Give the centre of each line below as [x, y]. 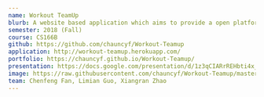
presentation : [31, 66]
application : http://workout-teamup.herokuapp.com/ [94, 52]
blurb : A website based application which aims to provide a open [119, 23]
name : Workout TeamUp [44, 15]
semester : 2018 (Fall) [45, 30]
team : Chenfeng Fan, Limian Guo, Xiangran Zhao [88, 81]
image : [19, 74]
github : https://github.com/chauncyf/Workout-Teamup [96, 45]
